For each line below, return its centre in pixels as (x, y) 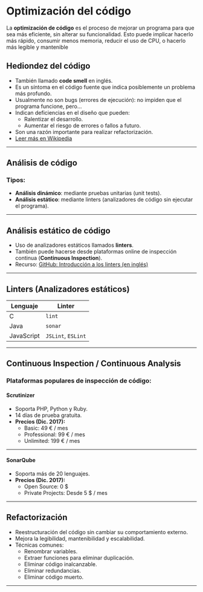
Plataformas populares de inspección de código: (79, 381)
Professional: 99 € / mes (55, 434)
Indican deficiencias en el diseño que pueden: (72, 112)
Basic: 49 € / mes (46, 428)
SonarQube (21, 460)
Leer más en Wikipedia (43, 138)
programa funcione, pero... (48, 106)
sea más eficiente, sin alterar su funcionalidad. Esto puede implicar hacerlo (100, 34)
